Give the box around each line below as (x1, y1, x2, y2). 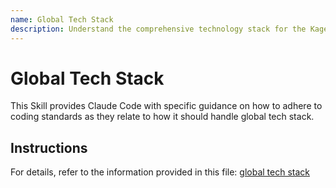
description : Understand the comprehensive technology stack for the (10, 24, 307, 34)
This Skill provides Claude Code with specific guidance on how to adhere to (10, 100, 323, 112)
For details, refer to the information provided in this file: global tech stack (10, 166, 310, 178)
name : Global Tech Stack (10, 14, 114, 25)
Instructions (10, 139, 88, 156)
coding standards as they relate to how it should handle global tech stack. (10, 111, 315, 123)
